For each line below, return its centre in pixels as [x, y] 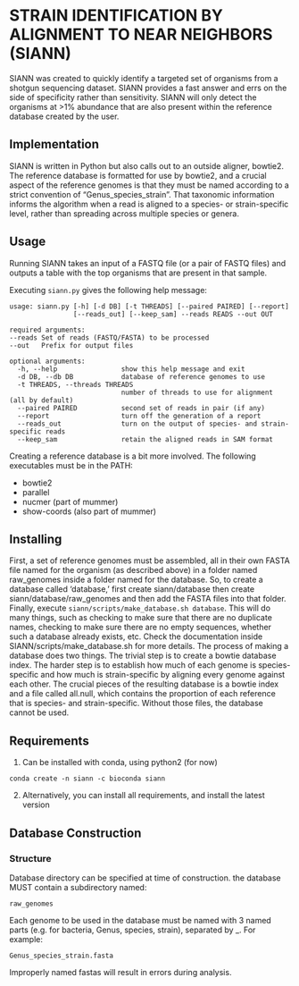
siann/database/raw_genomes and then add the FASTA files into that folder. [148, 599]
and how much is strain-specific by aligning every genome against [163, 675]
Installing [36, 539]
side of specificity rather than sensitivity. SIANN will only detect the [133, 97]
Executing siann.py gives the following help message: [108, 290]
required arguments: [48, 330]
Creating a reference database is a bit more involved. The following [133, 456]
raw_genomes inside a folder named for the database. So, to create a [136, 580]
